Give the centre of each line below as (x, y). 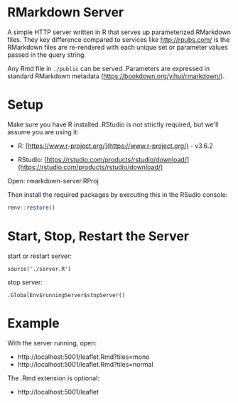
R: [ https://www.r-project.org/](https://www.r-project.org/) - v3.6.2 (115, 146)
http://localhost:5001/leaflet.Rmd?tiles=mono (83, 357)
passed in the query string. (47, 55)
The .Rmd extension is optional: (53, 378)
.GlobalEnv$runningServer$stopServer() (66, 295)
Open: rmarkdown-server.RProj (53, 181)
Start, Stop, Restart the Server (98, 236)
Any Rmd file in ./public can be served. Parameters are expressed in (109, 68)
